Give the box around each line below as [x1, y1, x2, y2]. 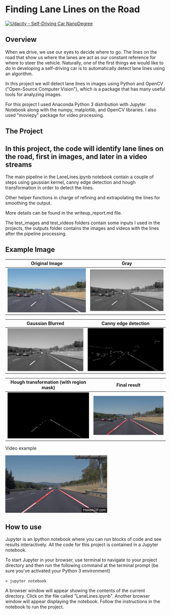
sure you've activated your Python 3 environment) [5, 568, 110, 574]
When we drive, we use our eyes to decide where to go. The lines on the [5, 49, 157, 55]
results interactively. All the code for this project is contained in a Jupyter [5, 541, 159, 548]
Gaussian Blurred [26, 320, 65, 326]
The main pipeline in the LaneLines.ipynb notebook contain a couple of [5, 174, 154, 180]
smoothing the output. [5, 200, 52, 206]
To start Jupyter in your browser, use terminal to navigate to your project [5, 557, 158, 563]
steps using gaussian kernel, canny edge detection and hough [5, 179, 136, 185]
